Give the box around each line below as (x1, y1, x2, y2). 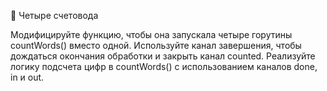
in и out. (10, 71, 45, 83)
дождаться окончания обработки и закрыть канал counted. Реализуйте (10, 50, 316, 62)
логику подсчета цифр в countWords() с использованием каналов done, (10, 61, 318, 72)
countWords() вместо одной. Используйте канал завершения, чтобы (10, 40, 302, 51)
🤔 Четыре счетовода (10, 10, 99, 21)
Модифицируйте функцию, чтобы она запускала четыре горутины (10, 29, 293, 40)
